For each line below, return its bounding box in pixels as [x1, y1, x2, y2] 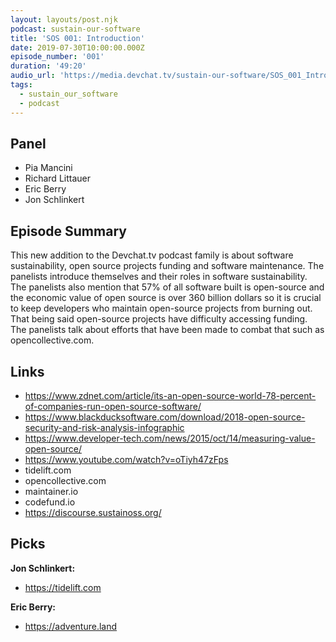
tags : [10, 80, 33, 90]
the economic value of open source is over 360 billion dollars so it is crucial [10, 292, 322, 304]
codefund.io [24, 496, 76, 508]
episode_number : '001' [10, 52, 105, 62]
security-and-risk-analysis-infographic [24, 421, 185, 433]
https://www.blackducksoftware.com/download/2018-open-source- [24, 411, 306, 423]
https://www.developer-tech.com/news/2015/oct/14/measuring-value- [24, 432, 316, 444]
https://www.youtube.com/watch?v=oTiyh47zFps [24, 453, 229, 465]
